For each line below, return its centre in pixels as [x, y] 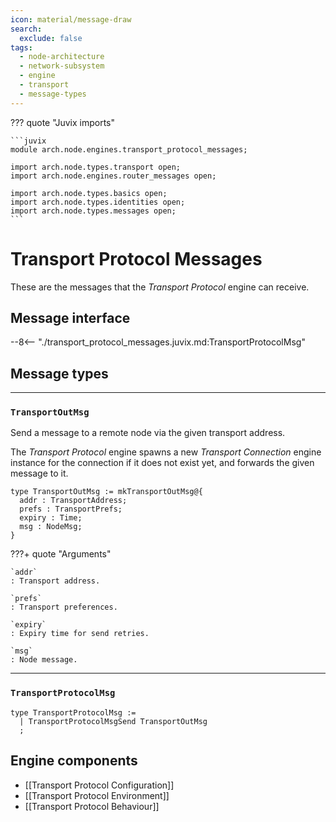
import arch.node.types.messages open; [93, 211]
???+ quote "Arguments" [61, 554]
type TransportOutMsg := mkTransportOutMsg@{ [106, 492]
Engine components [74, 761]
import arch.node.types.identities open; [98, 202]
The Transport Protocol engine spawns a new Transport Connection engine [166, 452]
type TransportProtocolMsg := [73, 712]
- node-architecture [62, 57]
